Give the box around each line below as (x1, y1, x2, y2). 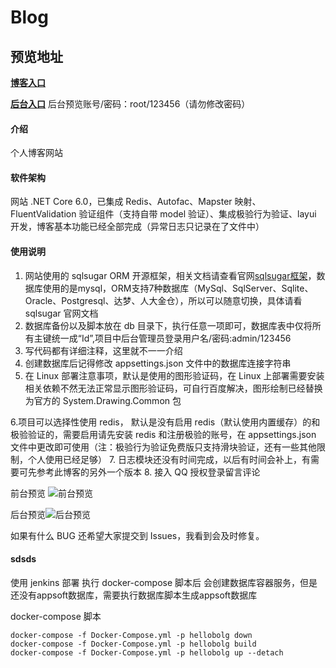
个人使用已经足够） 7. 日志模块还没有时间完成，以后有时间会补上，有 (27, 453, 312, 465)
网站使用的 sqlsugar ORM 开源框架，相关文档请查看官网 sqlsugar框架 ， (24, 269, 317, 281)
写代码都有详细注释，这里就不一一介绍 (24, 344, 183, 356)
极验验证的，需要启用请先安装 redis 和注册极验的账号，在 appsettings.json (10, 428, 317, 440)
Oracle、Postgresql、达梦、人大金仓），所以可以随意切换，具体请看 (24, 294, 303, 306)
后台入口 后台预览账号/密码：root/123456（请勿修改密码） (10, 98, 251, 110)
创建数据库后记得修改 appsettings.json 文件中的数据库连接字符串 (24, 357, 292, 369)
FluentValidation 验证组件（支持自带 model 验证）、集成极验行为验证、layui (10, 208, 317, 220)
